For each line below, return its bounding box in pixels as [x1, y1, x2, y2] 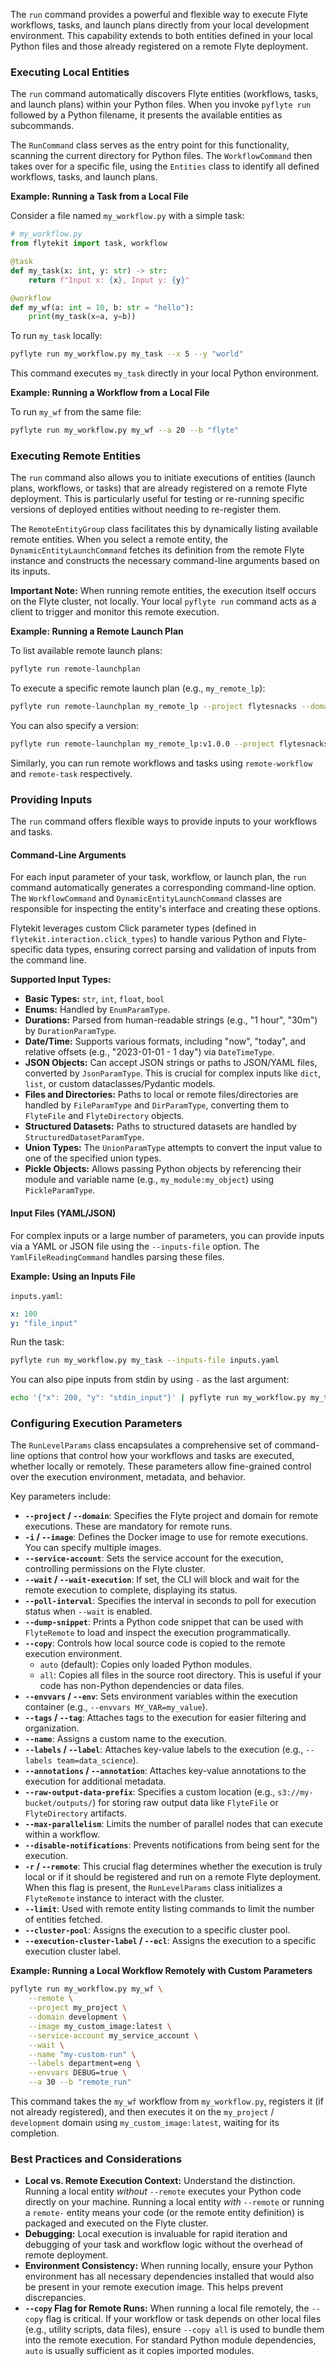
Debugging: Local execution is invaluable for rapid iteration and [24, 2228, 288, 2240]
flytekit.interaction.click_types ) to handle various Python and [10, 933, 281, 945]
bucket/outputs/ [24, 1799, 93, 1809]
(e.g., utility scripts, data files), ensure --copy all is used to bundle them [24, 2324, 325, 2336]
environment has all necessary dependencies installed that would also [24, 2270, 315, 2283]
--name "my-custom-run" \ [28, 2049, 137, 2059]
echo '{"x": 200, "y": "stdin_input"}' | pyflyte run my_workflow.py [10, 1393, 307, 1403]
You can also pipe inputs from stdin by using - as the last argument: [10, 1374, 290, 1386]
